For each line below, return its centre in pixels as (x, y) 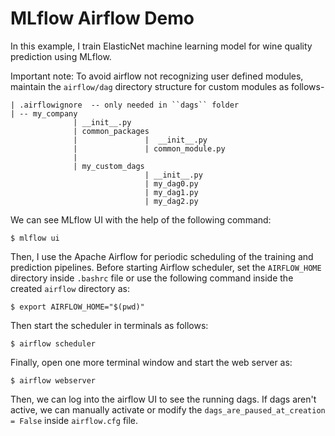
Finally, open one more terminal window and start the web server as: (151, 362)
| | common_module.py (149, 148)
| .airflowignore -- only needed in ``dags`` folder (125, 105)
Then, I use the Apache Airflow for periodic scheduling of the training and (162, 256)
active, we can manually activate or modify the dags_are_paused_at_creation (168, 409)
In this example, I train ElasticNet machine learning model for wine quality (161, 46)
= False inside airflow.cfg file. (74, 420)
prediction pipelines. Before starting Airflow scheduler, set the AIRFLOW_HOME (166, 267)
